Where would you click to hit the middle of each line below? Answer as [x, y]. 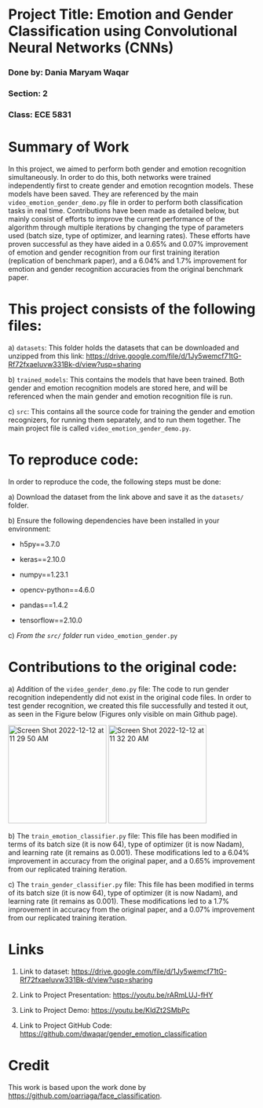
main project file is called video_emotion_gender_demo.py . [100, 428]
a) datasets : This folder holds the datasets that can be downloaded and [124, 347]
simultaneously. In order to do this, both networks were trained [110, 177]
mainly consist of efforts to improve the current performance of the [117, 218]
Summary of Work [69, 147]
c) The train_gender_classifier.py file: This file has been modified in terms [131, 884]
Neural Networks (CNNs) [91, 48]
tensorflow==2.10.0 [51, 620]
